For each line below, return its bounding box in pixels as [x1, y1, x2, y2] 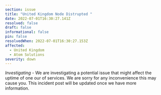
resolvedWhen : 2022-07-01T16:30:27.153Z [5, 39, 89, 44]
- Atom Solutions [9, 52, 45, 57]
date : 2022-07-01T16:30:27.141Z [5, 16, 71, 21]
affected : [5, 43, 25, 48]
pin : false [5, 34, 27, 39]
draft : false [5, 25, 32, 30]
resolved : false [5, 20, 38, 26]
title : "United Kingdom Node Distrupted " [5, 12, 92, 16]
